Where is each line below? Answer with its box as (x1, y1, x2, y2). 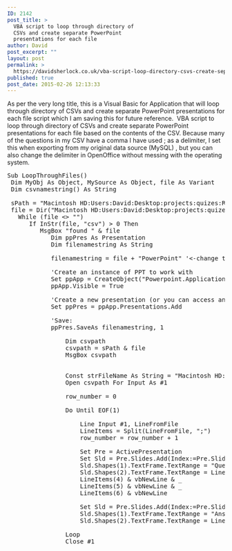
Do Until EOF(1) (65, 407, 121, 414)
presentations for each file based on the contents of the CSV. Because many (7, 129, 225, 137)
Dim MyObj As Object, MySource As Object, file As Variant (10, 179, 215, 186)
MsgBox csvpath (65, 351, 117, 359)
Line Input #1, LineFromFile (79, 420, 179, 428)
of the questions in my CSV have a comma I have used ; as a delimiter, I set (7, 136, 221, 145)
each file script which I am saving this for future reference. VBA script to (7, 115, 215, 123)
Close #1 (65, 538, 95, 545)
